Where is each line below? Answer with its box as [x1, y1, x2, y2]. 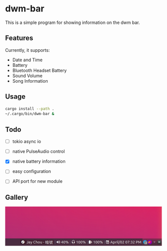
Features [5, 34, 33, 42]
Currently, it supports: [5, 47, 50, 53]
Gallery [5, 193, 28, 202]
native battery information [12, 158, 66, 164]
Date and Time [12, 57, 43, 63]
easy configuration [12, 168, 51, 174]
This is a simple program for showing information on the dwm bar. [5, 19, 140, 25]
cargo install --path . [5, 106, 55, 111]
